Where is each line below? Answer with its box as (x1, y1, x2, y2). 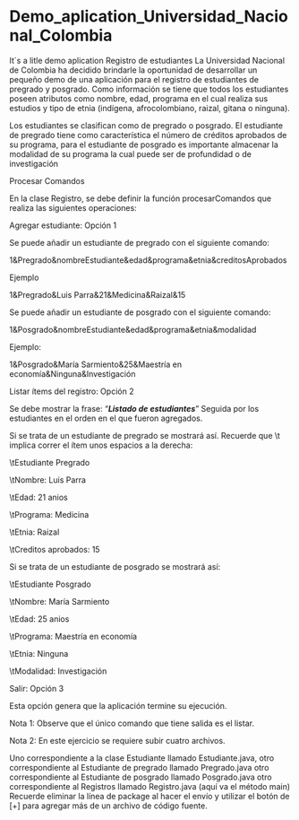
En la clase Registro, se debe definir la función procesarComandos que (9, 193, 271, 204)
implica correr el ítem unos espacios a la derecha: (9, 440, 193, 450)
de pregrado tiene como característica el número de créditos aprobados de (9, 129, 287, 140)
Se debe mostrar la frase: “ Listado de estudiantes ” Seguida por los (9, 403, 260, 414)
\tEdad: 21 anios (9, 492, 69, 502)
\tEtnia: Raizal (9, 527, 60, 537)
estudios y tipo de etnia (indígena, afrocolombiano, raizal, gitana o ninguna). (9, 102, 291, 113)
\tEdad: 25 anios (9, 613, 70, 624)
